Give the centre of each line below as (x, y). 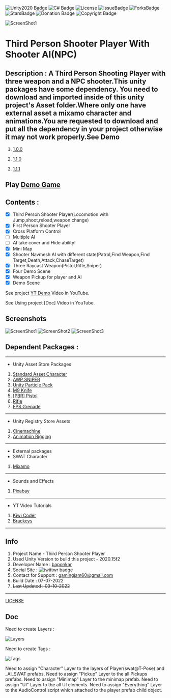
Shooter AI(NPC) (41, 55)
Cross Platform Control (37, 231)
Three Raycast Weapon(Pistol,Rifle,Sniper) (57, 265)
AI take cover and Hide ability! (44, 243)
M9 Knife (22, 390)
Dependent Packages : (42, 347)
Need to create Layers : (30, 629)
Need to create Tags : (28, 649)
